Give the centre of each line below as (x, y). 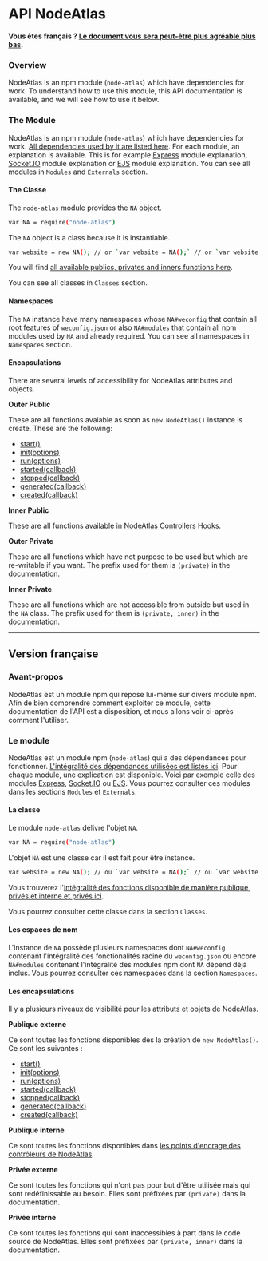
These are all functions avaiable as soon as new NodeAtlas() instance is (126, 419)
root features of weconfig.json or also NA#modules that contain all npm (122, 327)
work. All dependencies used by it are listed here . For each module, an (124, 146)
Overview (28, 65)
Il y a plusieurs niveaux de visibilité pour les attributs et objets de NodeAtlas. (134, 1009)
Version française (53, 654)
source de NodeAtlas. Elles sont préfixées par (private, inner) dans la (126, 1242)
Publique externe (37, 1025)
